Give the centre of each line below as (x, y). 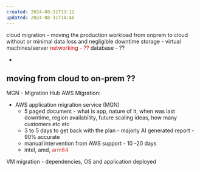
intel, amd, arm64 (46, 150)
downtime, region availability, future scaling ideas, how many (101, 118)
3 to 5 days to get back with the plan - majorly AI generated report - (109, 130)
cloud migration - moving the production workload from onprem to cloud (97, 35)
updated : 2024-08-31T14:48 (40, 18)
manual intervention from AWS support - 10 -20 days (90, 144)
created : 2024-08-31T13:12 (40, 12)
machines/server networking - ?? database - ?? (66, 48)
